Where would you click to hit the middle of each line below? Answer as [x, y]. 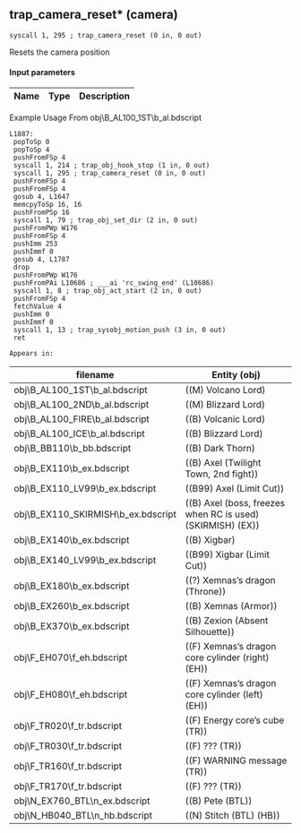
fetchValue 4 [38, 307]
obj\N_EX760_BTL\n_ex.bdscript [82, 801]
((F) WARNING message [236, 760]
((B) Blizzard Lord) [224, 434]
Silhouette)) [210, 632]
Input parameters [43, 73]
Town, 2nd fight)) [222, 474]
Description [104, 96]
